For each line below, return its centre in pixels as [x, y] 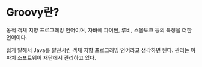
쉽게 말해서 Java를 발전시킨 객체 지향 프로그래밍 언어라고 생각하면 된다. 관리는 [98, 50]
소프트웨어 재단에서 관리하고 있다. [57, 57]
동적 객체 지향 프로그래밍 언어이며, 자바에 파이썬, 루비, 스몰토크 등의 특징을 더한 [99, 30]
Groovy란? [33, 12]
